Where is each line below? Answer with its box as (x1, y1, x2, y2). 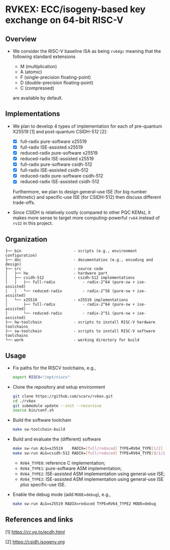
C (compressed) (20, 85, 54, 91)
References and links (5, 515, 74, 524)
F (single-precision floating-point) (20, 74, 91, 80)
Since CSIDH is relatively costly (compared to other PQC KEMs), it (12, 210, 151, 216)
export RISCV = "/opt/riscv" (12, 374, 70, 380)
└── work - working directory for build (5, 337, 140, 343)
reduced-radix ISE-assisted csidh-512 (20, 179, 100, 185)
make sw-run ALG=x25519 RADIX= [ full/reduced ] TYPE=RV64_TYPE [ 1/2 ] (12, 446, 163, 451)
